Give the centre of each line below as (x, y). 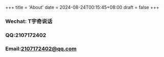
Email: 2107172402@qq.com (41, 48)
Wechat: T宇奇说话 (29, 21)
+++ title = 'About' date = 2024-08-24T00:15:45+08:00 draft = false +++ (82, 7)
